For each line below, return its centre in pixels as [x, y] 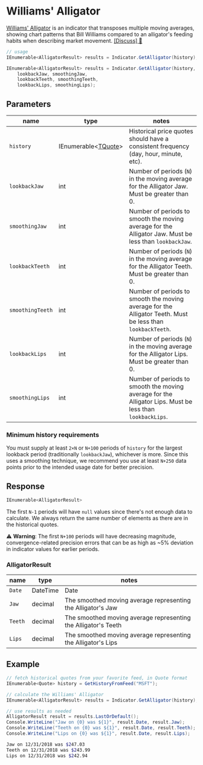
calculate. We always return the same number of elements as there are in [97, 518]
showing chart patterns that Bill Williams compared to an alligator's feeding [100, 34]
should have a [149, 139]
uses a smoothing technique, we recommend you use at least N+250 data [96, 461]
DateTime [45, 590]
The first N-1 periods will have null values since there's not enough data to [99, 511]
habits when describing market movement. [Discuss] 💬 [74, 40]
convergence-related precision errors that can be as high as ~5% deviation [100, 543]
